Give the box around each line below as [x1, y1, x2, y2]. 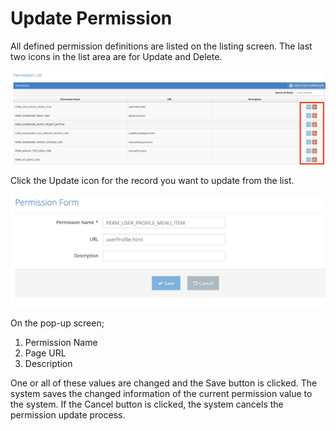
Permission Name [24, 336, 98, 348]
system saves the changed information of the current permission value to [10, 387, 313, 399]
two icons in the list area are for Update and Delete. [10, 50, 223, 62]
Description [24, 357, 73, 369]
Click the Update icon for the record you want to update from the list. [10, 175, 295, 187]
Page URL [24, 347, 67, 359]
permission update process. [10, 408, 126, 421]
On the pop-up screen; [10, 317, 105, 329]
